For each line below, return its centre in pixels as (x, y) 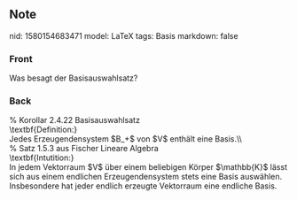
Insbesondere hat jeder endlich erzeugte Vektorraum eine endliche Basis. (143, 186)
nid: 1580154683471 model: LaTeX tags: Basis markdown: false (124, 35)
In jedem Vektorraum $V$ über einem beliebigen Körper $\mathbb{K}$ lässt (148, 167)
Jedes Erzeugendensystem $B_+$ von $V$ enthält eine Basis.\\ (125, 139)
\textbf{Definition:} (43, 130)
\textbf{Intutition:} (42, 158)
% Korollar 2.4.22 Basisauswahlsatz (74, 120)
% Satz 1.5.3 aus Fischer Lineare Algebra (84, 149)
